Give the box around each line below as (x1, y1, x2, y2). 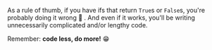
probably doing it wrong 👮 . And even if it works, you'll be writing (7, 13, 196, 22)
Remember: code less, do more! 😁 (7, 35, 110, 43)
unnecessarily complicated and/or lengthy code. (7, 21, 148, 29)
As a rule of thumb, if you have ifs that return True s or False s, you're (7, 6, 206, 14)
